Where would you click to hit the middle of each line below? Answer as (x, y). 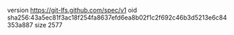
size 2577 (49, 25)
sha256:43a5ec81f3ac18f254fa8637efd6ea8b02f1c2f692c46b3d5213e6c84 (117, 17)
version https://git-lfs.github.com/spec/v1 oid (72, 10)
